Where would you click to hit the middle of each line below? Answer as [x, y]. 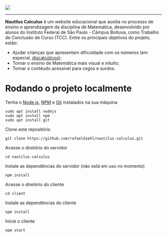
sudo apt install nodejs [31, 111]
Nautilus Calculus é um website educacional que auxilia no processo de [80, 22]
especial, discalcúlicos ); [37, 58]
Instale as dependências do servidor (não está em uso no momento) [75, 166]
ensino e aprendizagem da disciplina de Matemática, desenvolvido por [78, 27]
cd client [15, 193]
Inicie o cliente [20, 221]
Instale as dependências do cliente [41, 203]
